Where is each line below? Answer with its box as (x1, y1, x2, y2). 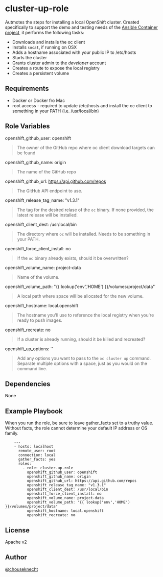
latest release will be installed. (17, 212, 78, 218)
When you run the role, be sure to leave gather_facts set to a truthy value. (5, 420, 154, 426)
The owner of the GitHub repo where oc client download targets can (17, 144, 155, 150)
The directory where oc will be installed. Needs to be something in (17, 231, 151, 237)
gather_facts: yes (18, 457, 56, 462)
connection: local (18, 453, 56, 458)
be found (17, 150, 36, 156)
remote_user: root (18, 449, 56, 454)
